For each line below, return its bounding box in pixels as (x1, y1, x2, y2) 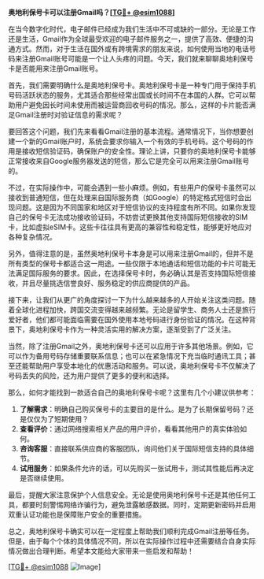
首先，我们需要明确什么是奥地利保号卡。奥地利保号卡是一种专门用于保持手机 (8, 80, 256, 90)
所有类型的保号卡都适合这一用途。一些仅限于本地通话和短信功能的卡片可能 (8, 259, 249, 268)
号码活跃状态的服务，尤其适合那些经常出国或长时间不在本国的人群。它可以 (8, 91, 249, 99)
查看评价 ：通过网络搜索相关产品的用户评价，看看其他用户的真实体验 (19, 425, 240, 433)
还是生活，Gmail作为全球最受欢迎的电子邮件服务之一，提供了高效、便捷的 (8, 35, 247, 43)
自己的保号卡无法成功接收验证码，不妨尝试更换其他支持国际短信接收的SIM (8, 213, 248, 221)
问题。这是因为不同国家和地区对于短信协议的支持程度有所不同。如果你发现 (14, 202, 256, 212)
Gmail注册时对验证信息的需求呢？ (14, 110, 123, 119)
